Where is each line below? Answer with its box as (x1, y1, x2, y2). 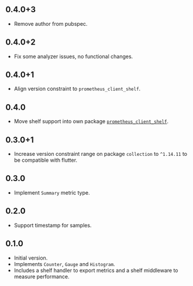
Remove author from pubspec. (13, 20, 88, 27)
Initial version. (13, 254, 48, 261)
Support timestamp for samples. (13, 222, 92, 229)
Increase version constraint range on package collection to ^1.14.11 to (13, 151, 188, 158)
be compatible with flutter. (13, 156, 77, 164)
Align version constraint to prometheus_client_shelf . (13, 85, 141, 93)
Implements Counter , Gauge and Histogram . (13, 260, 115, 267)
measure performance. (13, 273, 70, 280)
